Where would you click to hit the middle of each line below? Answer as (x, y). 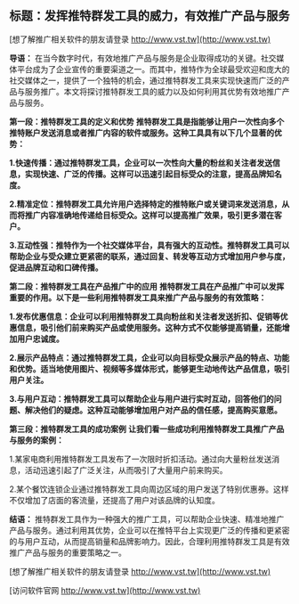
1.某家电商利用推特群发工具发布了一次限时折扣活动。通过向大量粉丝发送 (141, 459)
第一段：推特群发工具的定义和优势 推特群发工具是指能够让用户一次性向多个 (147, 121)
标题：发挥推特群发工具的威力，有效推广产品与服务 (149, 16)
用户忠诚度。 (40, 339)
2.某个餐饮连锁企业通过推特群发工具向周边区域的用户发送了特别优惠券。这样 (149, 489)
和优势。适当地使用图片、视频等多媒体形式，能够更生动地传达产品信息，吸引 (149, 369)
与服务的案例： (36, 440)
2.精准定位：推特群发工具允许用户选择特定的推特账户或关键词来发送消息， (145, 204)
